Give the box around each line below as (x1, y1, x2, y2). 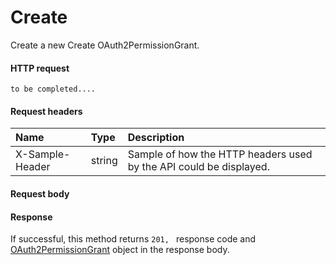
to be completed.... (10, 84, 97, 95)
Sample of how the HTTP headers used (127, 147, 313, 161)
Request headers (10, 105, 83, 117)
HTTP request (10, 62, 70, 74)
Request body (10, 187, 70, 200)
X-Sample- (15, 147, 71, 161)
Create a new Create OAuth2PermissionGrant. (10, 39, 200, 51)
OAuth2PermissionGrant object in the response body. (10, 244, 230, 256)
